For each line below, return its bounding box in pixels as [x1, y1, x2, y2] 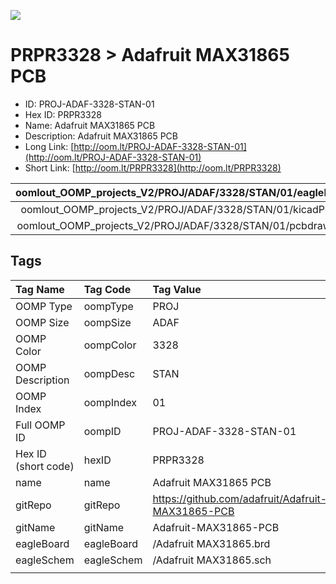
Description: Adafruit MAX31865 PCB [24, 130, 178, 142]
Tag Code [83, 282, 132, 296]
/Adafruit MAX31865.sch [152, 553, 272, 567]
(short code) [15, 459, 75, 473]
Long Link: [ [24, 140, 75, 152]
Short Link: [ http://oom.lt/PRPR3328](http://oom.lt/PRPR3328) [24, 161, 282, 174]
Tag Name [15, 282, 65, 296]
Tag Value [152, 282, 202, 296]
